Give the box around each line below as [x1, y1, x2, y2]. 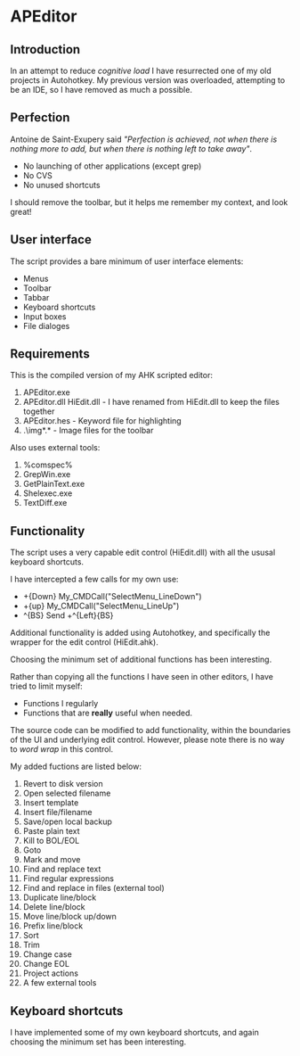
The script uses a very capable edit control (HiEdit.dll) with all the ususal [10, 547, 276, 558]
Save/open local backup [22, 816, 112, 827]
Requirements [10, 346, 90, 362]
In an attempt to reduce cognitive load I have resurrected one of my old [10, 65, 272, 76]
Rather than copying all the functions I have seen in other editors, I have [10, 672, 274, 682]
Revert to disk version [22, 779, 103, 789]
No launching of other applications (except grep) [22, 161, 202, 171]
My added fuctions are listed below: [10, 761, 142, 772]
